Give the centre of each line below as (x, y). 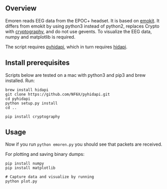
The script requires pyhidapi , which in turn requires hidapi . (66, 47)
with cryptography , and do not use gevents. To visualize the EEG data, (79, 31)
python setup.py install (31, 103)
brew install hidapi (27, 90)
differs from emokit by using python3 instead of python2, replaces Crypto (82, 26)
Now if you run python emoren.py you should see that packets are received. (84, 144)
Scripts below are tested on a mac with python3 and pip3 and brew (75, 75)
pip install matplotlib (30, 168)
